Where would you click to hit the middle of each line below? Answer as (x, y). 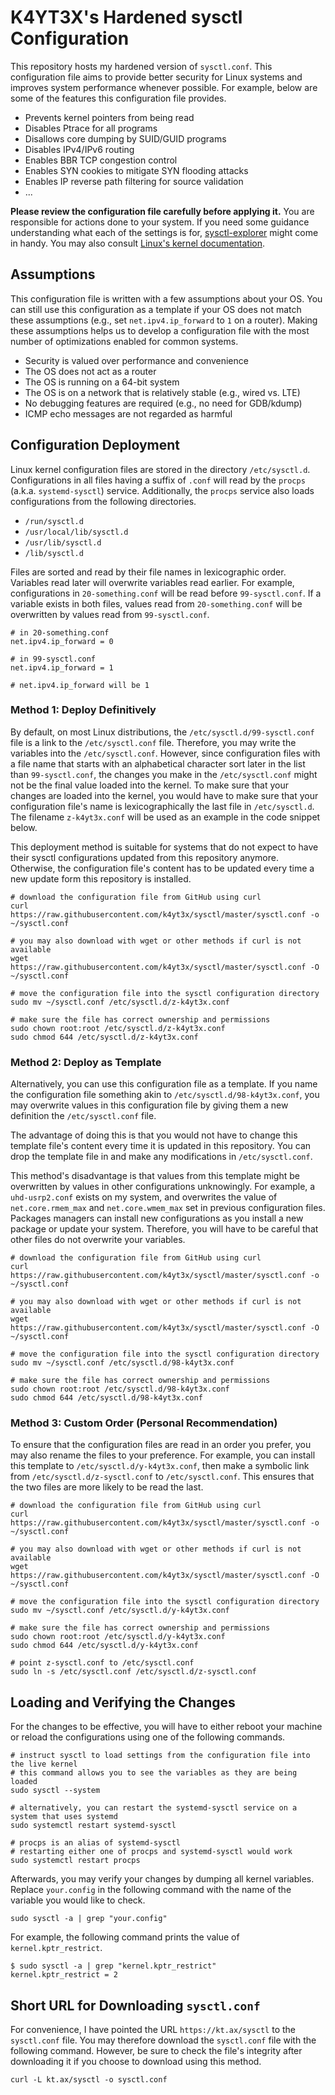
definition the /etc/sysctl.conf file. (83, 1116)
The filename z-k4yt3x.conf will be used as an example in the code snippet (165, 817)
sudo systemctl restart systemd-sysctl (93, 1826)
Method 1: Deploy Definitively (83, 710)
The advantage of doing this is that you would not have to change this (154, 1135)
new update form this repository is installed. (101, 878)
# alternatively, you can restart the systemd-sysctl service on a (154, 1808)
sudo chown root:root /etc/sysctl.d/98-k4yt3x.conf (120, 1389)
